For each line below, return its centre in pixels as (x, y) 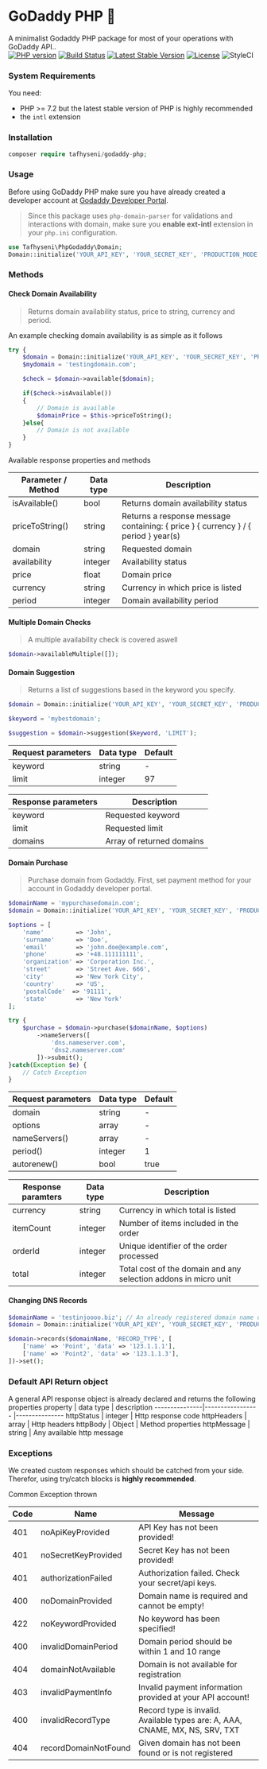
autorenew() (35, 1164)
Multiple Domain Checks (50, 622)
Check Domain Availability (53, 293)
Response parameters (55, 801)
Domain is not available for (188, 1665)
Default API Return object (58, 1381)
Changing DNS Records (48, 1300)
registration (160, 1674)
